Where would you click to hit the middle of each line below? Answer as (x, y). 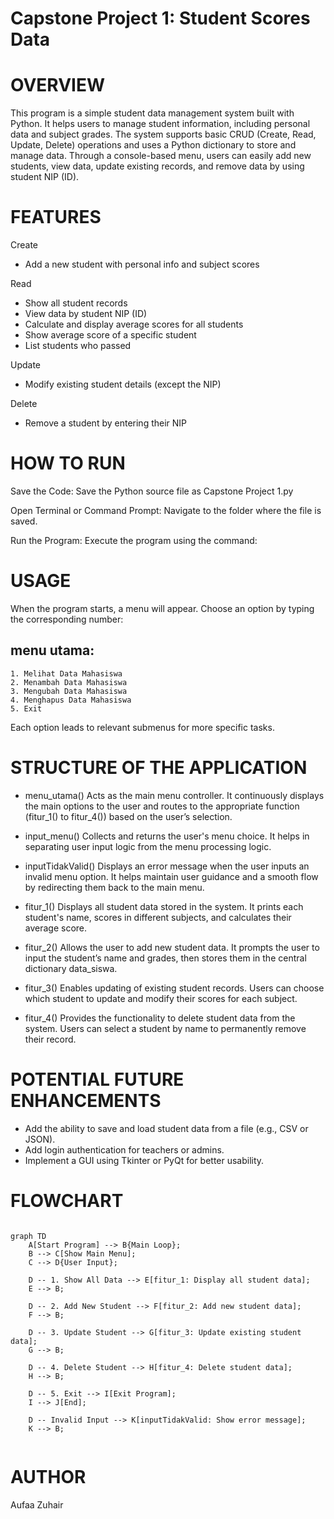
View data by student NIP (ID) (86, 314)
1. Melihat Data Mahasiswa (66, 673)
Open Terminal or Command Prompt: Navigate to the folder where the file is (166, 510)
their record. (50, 1039)
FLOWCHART (67, 1200)
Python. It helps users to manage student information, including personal (160, 124)
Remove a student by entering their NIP (106, 423)
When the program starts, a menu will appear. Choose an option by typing (162, 608)
